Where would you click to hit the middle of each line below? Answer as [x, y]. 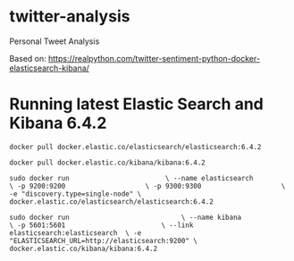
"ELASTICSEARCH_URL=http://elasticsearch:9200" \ [104, 240]
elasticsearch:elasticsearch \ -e [76, 233]
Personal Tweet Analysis [55, 41]
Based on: [28, 58]
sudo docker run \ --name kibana [126, 217]
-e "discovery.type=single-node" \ [76, 194]
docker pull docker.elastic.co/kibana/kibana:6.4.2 [107, 163]
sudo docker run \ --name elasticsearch [131, 178]
